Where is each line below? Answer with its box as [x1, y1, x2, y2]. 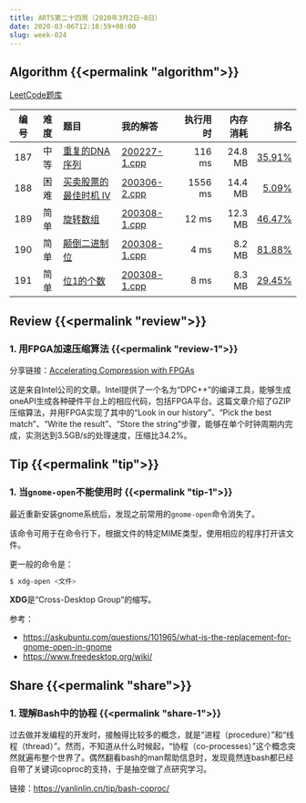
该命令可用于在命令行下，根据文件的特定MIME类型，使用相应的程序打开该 [9, 527, 287, 538]
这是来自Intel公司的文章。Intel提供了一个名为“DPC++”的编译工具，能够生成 [9, 384, 291, 395]
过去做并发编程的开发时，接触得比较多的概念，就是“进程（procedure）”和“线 [9, 729, 294, 740]
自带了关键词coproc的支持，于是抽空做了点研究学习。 [9, 764, 212, 775]
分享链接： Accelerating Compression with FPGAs [9, 364, 195, 375]
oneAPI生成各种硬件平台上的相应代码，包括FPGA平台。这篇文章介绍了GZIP [9, 395, 291, 406]
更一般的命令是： [9, 558, 74, 569]
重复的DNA [62, 145, 111, 158]
